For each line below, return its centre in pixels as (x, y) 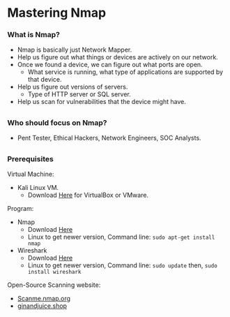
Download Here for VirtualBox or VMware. (88, 195)
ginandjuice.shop (42, 306)
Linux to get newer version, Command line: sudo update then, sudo (122, 265)
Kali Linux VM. (38, 188)
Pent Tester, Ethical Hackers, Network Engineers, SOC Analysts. (109, 138)
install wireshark (54, 272)
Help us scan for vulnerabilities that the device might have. (101, 102)
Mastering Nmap (57, 13)
